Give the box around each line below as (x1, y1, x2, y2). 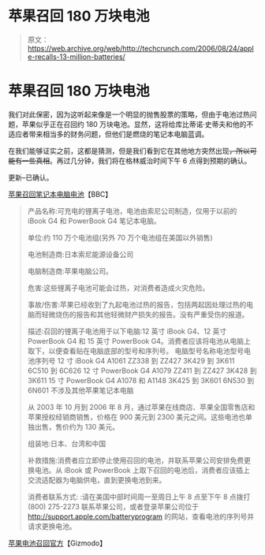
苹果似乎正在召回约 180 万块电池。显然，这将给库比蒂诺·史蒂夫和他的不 (21, 119, 254, 129)
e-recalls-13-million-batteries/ (27, 52, 126, 61)
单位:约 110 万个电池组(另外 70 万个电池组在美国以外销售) (27, 233, 213, 242)
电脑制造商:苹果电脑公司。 (27, 266, 113, 276)
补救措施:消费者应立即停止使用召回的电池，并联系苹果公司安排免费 (27, 455, 244, 465)
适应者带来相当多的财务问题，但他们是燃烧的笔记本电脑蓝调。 (8, 129, 209, 139)
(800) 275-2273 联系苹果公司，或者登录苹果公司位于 (27, 501, 200, 511)
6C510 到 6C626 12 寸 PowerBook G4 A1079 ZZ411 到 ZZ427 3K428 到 (27, 366, 257, 375)
